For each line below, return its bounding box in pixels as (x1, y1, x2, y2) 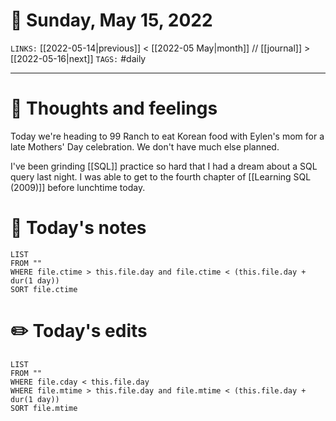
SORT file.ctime (10, 284, 78, 294)
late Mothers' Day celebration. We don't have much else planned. (10, 140, 280, 153)
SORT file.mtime (10, 403, 78, 413)
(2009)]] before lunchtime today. (10, 181, 146, 193)
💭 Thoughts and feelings (10, 97, 218, 120)
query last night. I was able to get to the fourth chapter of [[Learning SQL (10, 170, 312, 183)
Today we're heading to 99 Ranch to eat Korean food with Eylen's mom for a (10, 130, 325, 142)
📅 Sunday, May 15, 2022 (10, 9, 213, 32)
